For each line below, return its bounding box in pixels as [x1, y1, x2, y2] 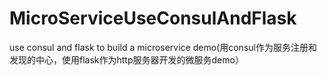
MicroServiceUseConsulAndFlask [9, 7, 297, 30]
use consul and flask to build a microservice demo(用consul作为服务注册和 [9, 41, 317, 53]
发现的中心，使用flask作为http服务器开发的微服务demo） [9, 53, 244, 66]
